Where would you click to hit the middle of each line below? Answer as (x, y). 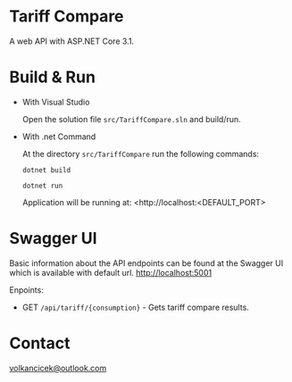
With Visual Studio (56, 102)
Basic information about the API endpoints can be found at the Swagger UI (146, 263)
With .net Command (59, 137)
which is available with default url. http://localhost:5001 (111, 272)
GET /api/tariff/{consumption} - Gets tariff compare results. (136, 307)
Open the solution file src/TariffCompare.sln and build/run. (131, 119)
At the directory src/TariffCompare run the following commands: (141, 154)
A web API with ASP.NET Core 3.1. (72, 41)
